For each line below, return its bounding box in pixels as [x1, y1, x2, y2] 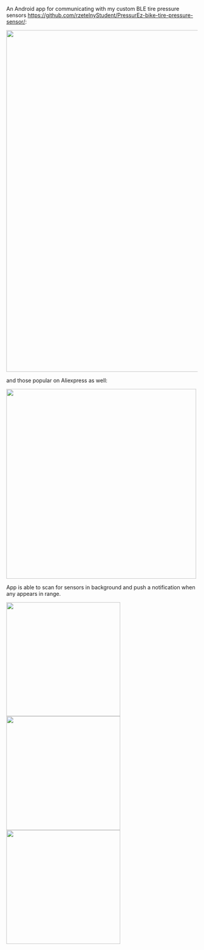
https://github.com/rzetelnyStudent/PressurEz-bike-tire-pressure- [27, 12, 193, 19]
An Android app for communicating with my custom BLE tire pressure [6, 5, 180, 12]
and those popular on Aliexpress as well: [6, 377, 108, 384]
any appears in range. [6, 590, 61, 597]
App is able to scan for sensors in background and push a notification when [6, 584, 195, 591]
